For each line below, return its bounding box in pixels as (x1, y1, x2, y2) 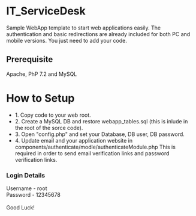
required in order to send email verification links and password (14, 149, 170, 157)
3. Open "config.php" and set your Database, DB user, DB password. (14, 131, 185, 138)
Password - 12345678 (6, 191, 61, 198)
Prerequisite (6, 54, 53, 64)
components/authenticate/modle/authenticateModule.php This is (14, 143, 176, 150)
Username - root (6, 185, 47, 192)
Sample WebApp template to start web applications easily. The (6, 24, 161, 31)
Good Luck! (6, 203, 35, 211)
